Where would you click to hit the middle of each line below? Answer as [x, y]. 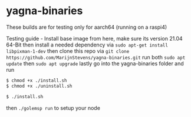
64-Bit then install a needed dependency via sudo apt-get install [87, 45]
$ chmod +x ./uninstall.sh [39, 86]
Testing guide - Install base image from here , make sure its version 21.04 [94, 38]
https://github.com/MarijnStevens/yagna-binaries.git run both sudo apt [96, 57]
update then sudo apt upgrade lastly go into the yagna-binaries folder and [95, 63]
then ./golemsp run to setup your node [53, 108]
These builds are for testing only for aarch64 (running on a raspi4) [87, 27]
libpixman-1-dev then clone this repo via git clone [68, 51]
